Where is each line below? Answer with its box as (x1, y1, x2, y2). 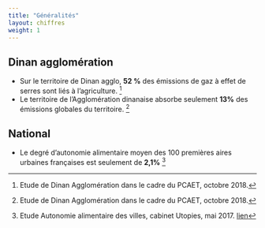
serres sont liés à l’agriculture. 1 (19, 84, 122, 95)
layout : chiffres (8, 19, 65, 27)
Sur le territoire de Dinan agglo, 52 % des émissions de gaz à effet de (19, 77, 246, 86)
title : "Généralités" (8, 11, 80, 20)
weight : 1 (8, 26, 41, 34)
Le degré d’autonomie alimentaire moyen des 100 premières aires (19, 148, 233, 158)
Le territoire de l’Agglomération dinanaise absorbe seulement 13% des (19, 94, 248, 103)
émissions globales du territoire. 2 (19, 103, 130, 114)
